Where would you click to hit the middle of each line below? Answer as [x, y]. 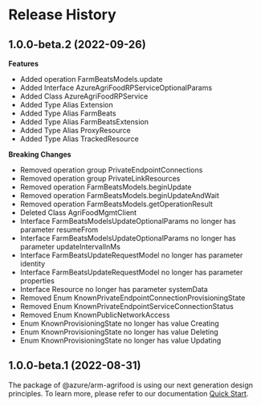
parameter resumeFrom [59, 229]
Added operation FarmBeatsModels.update [91, 79]
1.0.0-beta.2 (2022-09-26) [77, 45]
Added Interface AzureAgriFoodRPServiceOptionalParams [116, 87]
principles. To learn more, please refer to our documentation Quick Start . [128, 393]
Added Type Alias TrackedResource [79, 139]
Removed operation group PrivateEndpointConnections [111, 170]
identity [33, 264]
